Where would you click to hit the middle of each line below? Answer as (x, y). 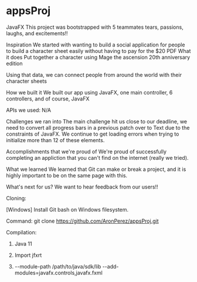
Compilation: (21, 232)
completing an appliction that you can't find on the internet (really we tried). (97, 157)
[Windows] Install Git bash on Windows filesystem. (67, 209)
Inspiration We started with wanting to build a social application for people (96, 45)
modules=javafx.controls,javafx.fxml (58, 273)
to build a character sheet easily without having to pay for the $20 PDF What (98, 51)
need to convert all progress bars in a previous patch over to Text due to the (98, 127)
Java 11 (23, 244)
